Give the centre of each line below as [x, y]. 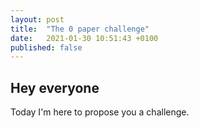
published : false [46, 47]
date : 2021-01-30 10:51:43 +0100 [84, 38]
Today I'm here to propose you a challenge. [100, 112]
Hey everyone [55, 87]
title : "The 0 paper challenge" [80, 29]
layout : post [37, 19]
